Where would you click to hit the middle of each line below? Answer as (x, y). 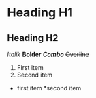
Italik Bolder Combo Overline (48, 54)
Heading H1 (40, 13)
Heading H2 (33, 38)
